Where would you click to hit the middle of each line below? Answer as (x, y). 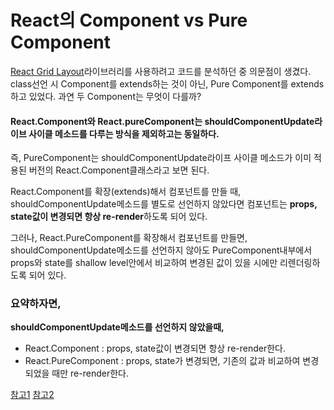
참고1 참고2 (32, 395)
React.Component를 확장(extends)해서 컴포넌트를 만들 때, (126, 192)
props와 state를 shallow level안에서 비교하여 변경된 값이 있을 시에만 (144, 263)
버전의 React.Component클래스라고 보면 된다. (119, 170)
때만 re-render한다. (90, 373)
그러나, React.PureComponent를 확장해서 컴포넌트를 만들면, (129, 238)
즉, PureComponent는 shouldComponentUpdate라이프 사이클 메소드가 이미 (161, 158)
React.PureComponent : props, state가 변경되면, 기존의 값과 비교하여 (162, 361)
